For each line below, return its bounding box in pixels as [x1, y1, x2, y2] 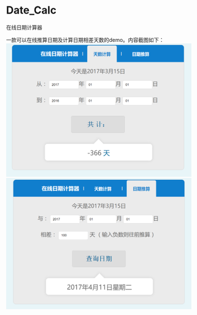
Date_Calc [6, 4, 57, 17]
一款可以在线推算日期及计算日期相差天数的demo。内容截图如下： [6, 36, 165, 43]
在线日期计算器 [6, 24, 42, 31]
